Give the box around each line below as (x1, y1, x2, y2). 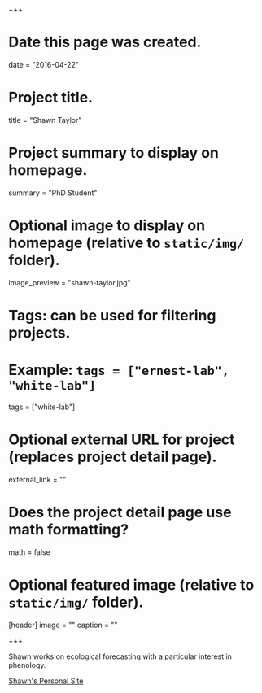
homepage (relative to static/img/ (8, 233, 245, 252)
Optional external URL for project (8, 430, 235, 449)
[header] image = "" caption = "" (8, 620, 118, 630)
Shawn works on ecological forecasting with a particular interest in (8, 652, 232, 661)
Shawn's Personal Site (8, 676, 84, 686)
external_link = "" (8, 474, 67, 484)
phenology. (8, 660, 46, 669)
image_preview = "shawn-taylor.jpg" (8, 277, 132, 287)
